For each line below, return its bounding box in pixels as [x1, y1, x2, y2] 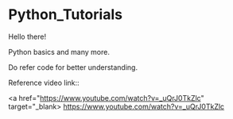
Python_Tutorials [8, 6, 123, 24]
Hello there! [8, 32, 46, 41]
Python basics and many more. [8, 47, 110, 56]
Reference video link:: [8, 78, 80, 87]
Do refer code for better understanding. [8, 62, 138, 72]
